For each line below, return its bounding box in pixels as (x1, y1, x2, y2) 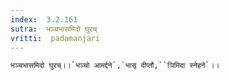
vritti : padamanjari (10, 33, 101, 43)
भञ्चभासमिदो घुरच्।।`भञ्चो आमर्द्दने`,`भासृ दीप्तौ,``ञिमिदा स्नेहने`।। (10, 61, 220, 71)
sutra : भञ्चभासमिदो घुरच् (10, 24, 98, 34)
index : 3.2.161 (10, 14, 78, 25)
